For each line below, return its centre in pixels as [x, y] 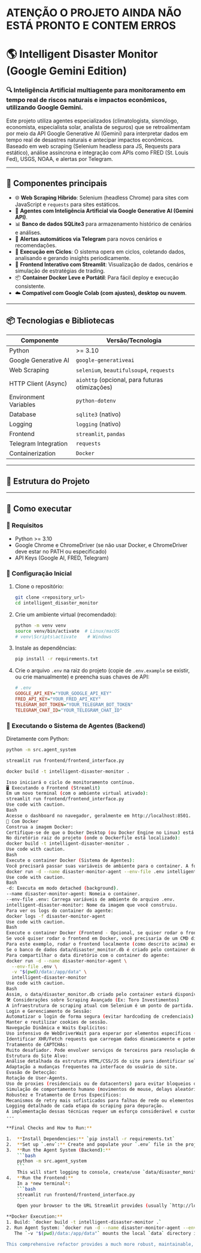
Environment [27, 397]
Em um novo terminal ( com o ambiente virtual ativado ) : [77, 793]
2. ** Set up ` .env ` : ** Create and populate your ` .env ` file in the [95, 1144]
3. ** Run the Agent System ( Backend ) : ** [59, 1150]
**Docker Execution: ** [34, 1217]
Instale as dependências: [45, 648]
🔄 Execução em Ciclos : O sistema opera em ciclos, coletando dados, [100, 252]
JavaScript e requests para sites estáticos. [67, 205]
